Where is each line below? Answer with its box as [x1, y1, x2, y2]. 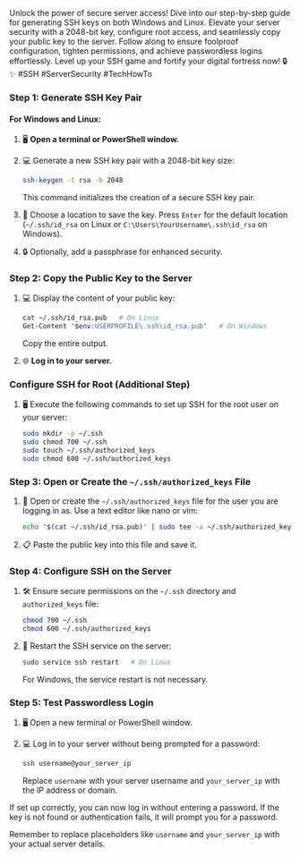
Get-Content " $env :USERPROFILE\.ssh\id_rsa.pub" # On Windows [21, 322, 268, 331]
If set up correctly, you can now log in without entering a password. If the [9, 803, 279, 813]
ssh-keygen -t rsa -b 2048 [21, 176, 124, 185]
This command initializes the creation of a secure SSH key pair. [21, 192, 255, 202]
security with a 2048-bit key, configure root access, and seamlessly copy [9, 27, 281, 37]
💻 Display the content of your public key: [21, 293, 176, 303]
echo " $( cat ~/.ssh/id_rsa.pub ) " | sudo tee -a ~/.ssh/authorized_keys [21, 522, 296, 531]
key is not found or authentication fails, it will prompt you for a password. [9, 811, 279, 822]
